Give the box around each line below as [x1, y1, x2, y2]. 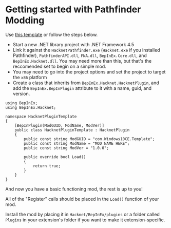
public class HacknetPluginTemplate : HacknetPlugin [14, 127, 130, 132]
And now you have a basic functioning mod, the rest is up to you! [5, 186, 143, 192]
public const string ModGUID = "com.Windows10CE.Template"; [24, 136, 155, 142]
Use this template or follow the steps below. [5, 31, 98, 37]
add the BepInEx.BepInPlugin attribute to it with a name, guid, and [12, 85, 152, 91]
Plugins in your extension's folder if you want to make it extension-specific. [5, 217, 165, 223]
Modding [5, 14, 45, 26]
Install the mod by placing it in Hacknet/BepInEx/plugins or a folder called [5, 211, 160, 217]
